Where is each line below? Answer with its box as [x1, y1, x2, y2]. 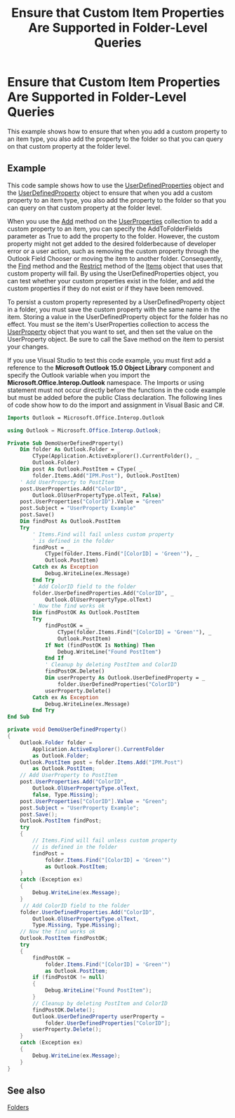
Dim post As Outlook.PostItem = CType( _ [20, 466, 142, 473]
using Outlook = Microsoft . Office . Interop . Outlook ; [7, 426, 161, 434]
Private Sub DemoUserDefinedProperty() [7, 440, 124, 447]
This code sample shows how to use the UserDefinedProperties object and [7, 181, 224, 189]
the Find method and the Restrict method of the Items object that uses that [7, 262, 223, 270]
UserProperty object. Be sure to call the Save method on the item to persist [7, 335, 224, 343]
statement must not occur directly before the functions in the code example [7, 386, 226, 394]
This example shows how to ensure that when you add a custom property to [7, 127, 227, 135]
